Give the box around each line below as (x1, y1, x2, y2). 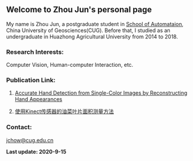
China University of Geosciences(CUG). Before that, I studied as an (6, 27, 170, 34)
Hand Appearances (14, 96, 62, 103)
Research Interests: (6, 47, 64, 56)
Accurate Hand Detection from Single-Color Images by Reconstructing (14, 89, 188, 96)
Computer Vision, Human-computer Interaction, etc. (6, 62, 134, 69)
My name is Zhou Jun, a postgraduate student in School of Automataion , (6, 20, 184, 27)
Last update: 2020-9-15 (6, 148, 67, 155)
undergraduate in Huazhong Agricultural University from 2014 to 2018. (6, 33, 178, 40)
